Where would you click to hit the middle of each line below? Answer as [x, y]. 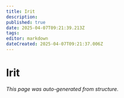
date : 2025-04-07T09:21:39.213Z [45, 28]
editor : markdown [27, 38]
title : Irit [20, 11]
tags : [13, 33]
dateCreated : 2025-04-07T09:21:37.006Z [55, 44]
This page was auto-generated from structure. [62, 89]
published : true [26, 22]
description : [22, 17]
